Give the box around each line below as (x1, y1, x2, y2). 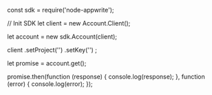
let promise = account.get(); (7, 59, 87, 67)
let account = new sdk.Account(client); (7, 32, 118, 41)
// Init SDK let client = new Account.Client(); (7, 19, 131, 27)
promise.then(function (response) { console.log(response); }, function (7, 72, 205, 81)
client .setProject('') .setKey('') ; (7, 46, 98, 54)
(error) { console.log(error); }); (7, 80, 93, 88)
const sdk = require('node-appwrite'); (7, 6, 115, 14)
